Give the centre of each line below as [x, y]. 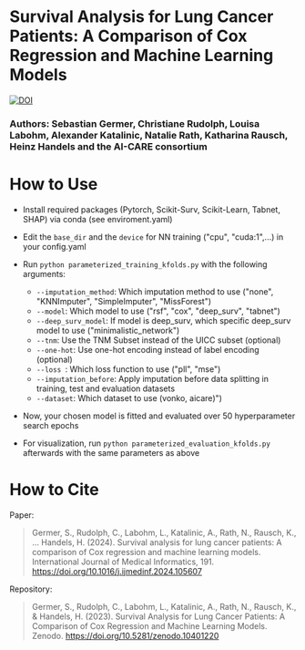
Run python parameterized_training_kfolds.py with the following [145, 264]
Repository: [31, 589]
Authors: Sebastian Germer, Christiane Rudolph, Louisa [135, 123]
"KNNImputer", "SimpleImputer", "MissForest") [124, 301]
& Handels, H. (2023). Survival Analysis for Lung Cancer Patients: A [158, 616]
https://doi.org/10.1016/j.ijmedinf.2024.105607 [117, 571]
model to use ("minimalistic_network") [108, 330]
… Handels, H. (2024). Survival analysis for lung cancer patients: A [157, 542]
